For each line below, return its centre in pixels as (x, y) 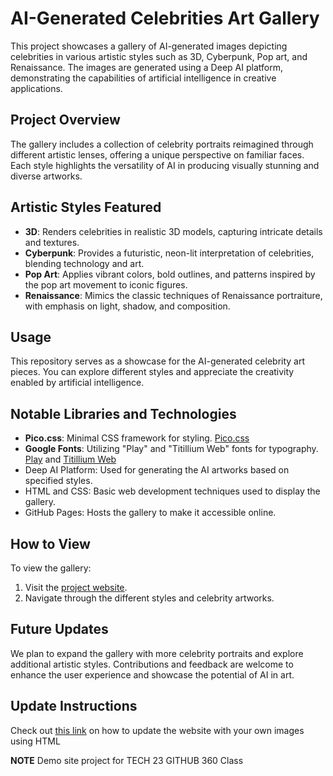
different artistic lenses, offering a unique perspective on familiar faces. (157, 154)
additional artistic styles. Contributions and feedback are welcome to (152, 664)
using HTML (35, 741)
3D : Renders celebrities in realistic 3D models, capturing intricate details (173, 231)
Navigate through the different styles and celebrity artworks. (149, 598)
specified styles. (58, 481)
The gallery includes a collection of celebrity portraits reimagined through (162, 144)
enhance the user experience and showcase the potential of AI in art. (152, 674)
